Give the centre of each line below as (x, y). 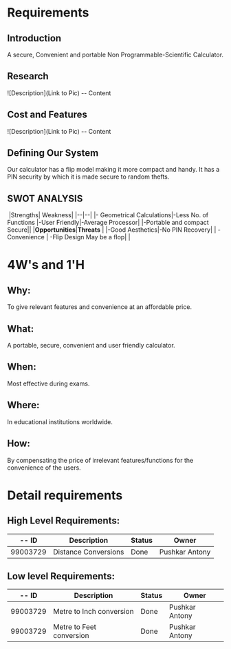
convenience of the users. (44, 468)
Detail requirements (65, 495)
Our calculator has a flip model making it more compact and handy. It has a (113, 170)
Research (28, 76)
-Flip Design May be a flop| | (90, 237)
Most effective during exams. (48, 383)
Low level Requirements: (61, 576)
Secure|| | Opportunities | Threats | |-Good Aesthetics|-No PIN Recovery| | (112, 230)
